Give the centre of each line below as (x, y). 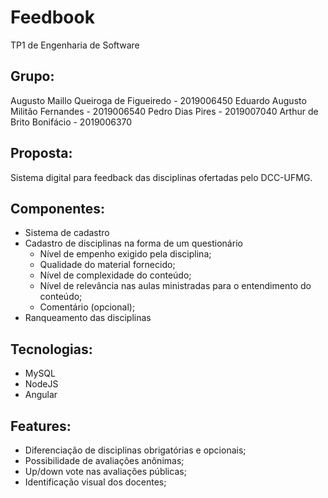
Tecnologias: (51, 349)
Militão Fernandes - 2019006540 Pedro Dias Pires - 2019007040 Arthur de (164, 111)
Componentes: (58, 208)
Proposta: (41, 153)
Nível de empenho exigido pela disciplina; (125, 254)
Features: (41, 426)
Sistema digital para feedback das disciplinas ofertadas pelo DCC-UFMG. (161, 177)
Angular (41, 395)
